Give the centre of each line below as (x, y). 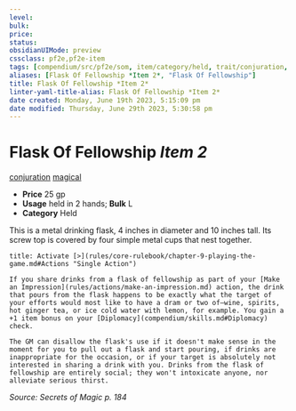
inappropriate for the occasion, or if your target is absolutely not (143, 358)
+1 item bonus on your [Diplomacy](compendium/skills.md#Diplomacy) (139, 318)
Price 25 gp (44, 194)
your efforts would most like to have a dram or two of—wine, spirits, (144, 303)
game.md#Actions (39, 264)
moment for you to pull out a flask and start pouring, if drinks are (143, 350)
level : (21, 17)
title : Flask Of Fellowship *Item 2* (79, 84)
